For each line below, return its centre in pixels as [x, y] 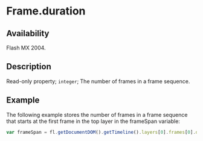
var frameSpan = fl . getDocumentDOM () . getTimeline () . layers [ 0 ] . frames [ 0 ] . [101, 132]
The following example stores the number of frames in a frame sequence [97, 114]
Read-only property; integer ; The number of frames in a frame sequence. [98, 81]
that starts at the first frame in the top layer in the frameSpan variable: [93, 121]
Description [29, 67]
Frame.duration [46, 11]
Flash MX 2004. [26, 48]
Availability [28, 33]
